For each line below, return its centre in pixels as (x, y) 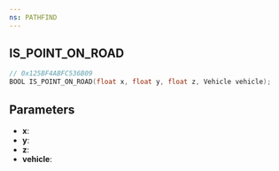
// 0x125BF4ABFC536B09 (51, 74)
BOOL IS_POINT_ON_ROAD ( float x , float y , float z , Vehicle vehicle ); (140, 82)
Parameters (42, 109)
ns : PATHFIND (33, 17)
